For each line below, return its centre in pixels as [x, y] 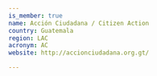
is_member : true [35, 16]
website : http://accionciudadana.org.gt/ [79, 53]
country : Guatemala [41, 30]
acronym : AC [28, 46]
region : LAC [28, 38]
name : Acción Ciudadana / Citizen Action [79, 23]
